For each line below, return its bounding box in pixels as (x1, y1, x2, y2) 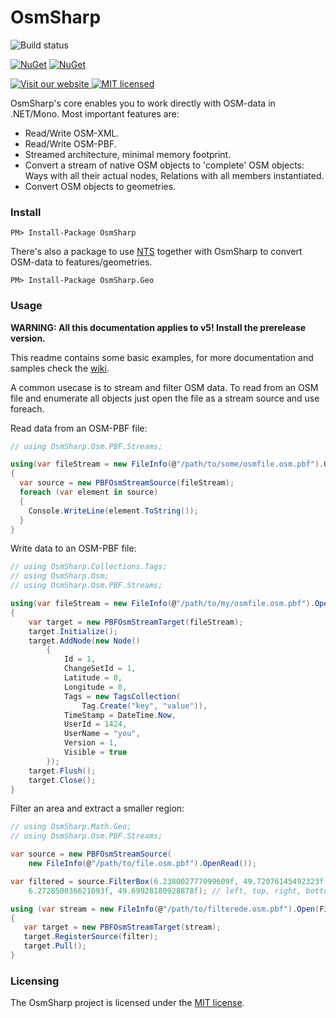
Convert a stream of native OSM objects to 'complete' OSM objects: (24, 159, 305, 171)
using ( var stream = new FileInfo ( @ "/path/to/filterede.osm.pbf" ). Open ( (10, 904, 320, 914)
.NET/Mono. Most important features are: (10, 107, 180, 120)
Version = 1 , (63, 738, 118, 748)
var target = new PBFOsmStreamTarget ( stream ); (23, 922, 222, 933)
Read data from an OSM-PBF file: (10, 422, 148, 434)
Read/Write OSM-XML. (24, 127, 120, 139)
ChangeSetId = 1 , (63, 664, 137, 674)
